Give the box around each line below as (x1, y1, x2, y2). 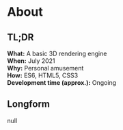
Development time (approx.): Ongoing (7, 79, 117, 86)
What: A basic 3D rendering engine (7, 49, 107, 57)
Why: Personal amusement (7, 64, 84, 72)
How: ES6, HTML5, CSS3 (7, 71, 79, 79)
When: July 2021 (7, 57, 56, 65)
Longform (7, 99, 50, 110)
